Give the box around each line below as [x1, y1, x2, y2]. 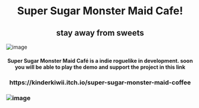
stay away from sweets [56, 28, 144, 38]
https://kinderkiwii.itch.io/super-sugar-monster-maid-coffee [9, 78, 191, 87]
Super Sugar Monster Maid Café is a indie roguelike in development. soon [7, 57, 193, 64]
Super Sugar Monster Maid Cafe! [17, 4, 184, 18]
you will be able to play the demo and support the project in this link [14, 63, 186, 71]
